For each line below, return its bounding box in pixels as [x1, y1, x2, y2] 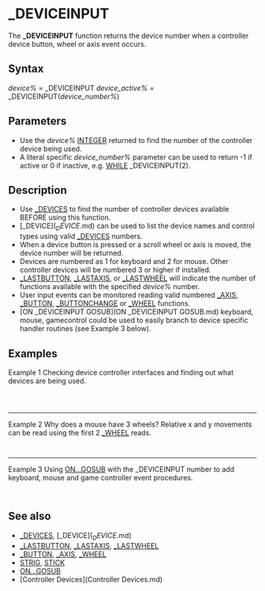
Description [8, 183, 67, 197]
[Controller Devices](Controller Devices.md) [19, 574, 163, 584]
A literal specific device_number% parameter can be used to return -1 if [19, 152, 252, 162]
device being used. [19, 144, 82, 153]
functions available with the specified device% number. [19, 282, 200, 292]
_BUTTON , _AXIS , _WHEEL [19, 549, 106, 559]
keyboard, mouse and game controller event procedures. [8, 472, 193, 482]
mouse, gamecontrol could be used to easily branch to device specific [19, 315, 248, 325]
